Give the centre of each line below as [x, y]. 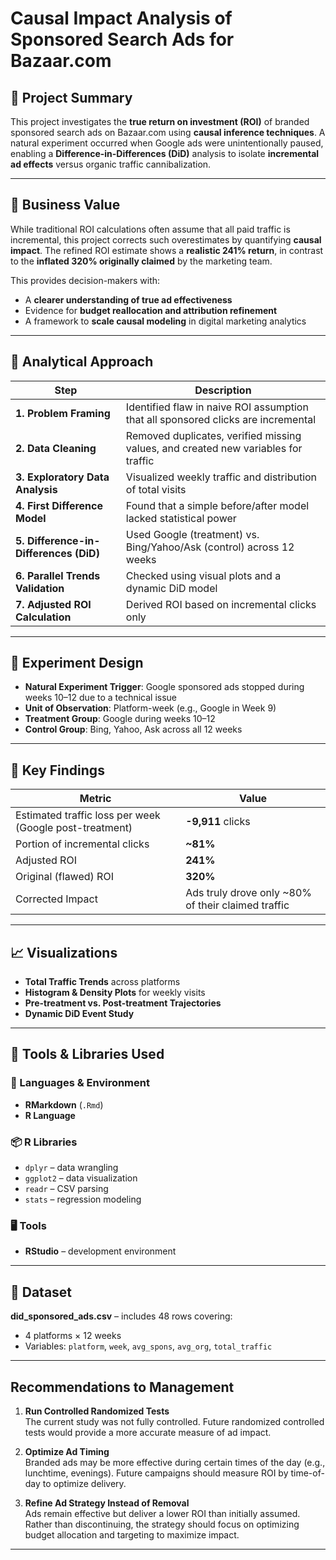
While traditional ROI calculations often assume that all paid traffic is [150, 229]
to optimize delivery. [84, 1483]
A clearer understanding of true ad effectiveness [128, 299]
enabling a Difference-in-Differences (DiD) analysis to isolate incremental [165, 153]
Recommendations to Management [122, 1387]
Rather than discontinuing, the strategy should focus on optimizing [162, 1524]
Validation [40, 588]
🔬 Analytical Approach [82, 362]
